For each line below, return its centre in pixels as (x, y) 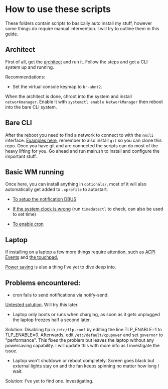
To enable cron (28, 224)
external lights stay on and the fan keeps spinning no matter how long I (86, 366)
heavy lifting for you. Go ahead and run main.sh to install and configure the (82, 151)
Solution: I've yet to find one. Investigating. (49, 381)
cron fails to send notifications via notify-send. (60, 295)
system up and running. (30, 67)
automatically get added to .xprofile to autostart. (57, 189)
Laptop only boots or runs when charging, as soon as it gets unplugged (86, 314)
